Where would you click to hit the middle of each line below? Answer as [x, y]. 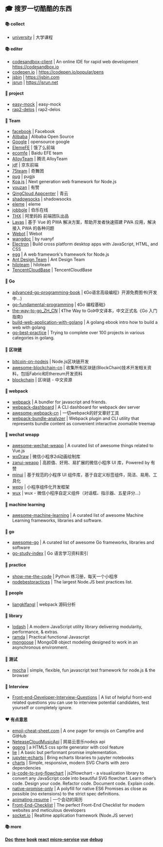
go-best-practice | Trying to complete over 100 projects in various [78, 333]
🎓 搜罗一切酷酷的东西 [38, 9]
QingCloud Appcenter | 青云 [40, 193]
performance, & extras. [35, 632]
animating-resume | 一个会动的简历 [47, 799]
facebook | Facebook [33, 132]
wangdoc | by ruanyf [33, 239]
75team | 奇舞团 [28, 171]
